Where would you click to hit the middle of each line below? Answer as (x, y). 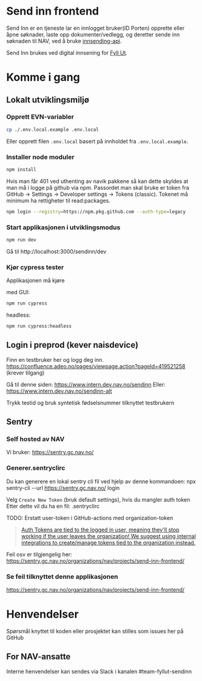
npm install (21, 169)
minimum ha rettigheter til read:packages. (59, 200)
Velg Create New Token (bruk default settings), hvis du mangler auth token (98, 499)
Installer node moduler (40, 157)
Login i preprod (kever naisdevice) (72, 345)
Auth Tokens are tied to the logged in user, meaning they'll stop (100, 530)
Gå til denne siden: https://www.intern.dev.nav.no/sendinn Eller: (86, 384)
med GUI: (18, 292)
